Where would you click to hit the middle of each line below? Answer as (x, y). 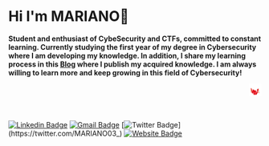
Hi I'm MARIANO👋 (69, 16)
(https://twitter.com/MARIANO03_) (65, 134)
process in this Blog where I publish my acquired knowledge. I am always (132, 64)
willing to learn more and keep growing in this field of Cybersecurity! (125, 72)
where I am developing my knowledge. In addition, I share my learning (127, 55)
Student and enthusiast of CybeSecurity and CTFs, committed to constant (135, 39)
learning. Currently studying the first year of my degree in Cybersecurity (132, 47)
